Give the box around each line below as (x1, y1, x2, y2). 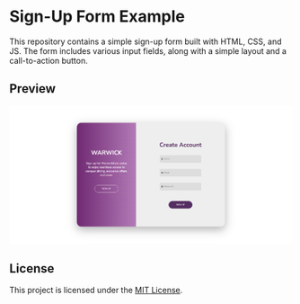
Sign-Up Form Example (9, 6, 186, 27)
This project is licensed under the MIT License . (9, 285, 183, 296)
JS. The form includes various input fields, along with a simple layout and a (9, 45, 287, 56)
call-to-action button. (9, 55, 88, 66)
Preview (9, 81, 57, 96)
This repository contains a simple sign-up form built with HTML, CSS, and (9, 36, 282, 47)
